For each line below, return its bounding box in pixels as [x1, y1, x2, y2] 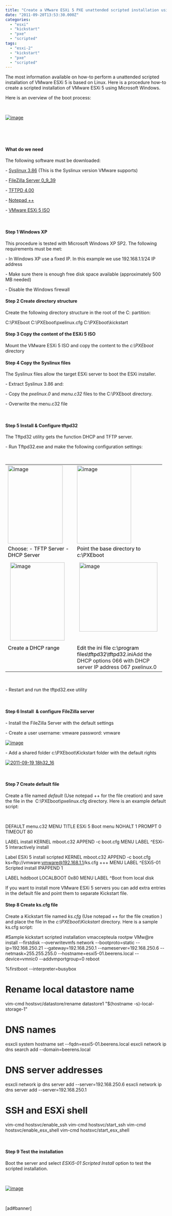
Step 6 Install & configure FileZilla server [5, 708, 95, 715]
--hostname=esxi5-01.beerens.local [58, 951, 134, 957]
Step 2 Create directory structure [5, 298, 78, 304]
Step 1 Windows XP [5, 229, 48, 235]
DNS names [5, 1024, 56, 1036]
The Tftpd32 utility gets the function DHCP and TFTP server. [5, 434, 133, 440]
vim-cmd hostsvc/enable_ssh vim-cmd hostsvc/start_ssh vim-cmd [5, 1121, 146, 1127]
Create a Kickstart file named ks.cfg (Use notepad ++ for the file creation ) [5, 913, 163, 919]
